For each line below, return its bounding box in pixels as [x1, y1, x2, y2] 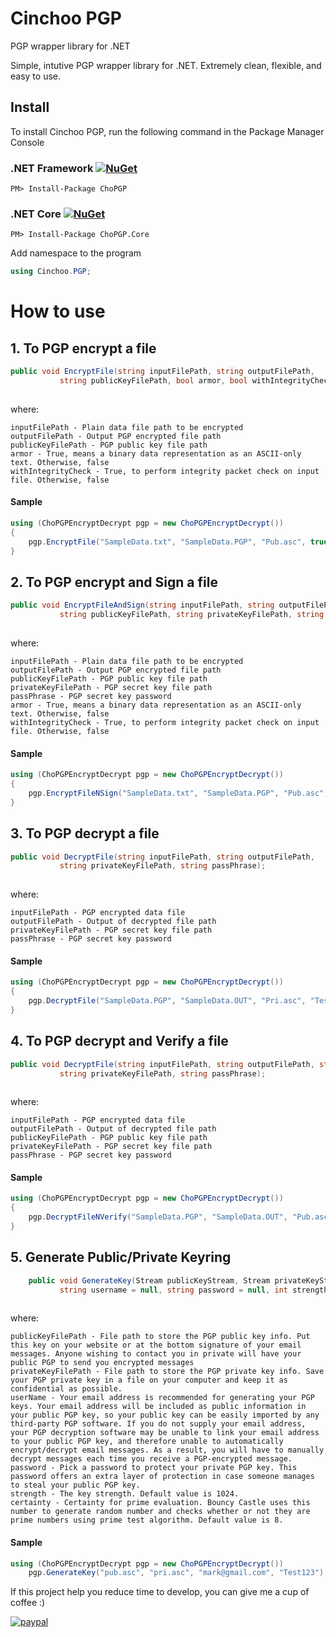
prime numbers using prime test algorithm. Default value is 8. [10, 1515, 284, 1526]
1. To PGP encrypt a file [10, 340, 157, 357]
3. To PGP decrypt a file [10, 825, 160, 842]
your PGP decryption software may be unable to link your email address [10, 1428, 320, 1438]
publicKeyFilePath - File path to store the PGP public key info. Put [10, 1332, 311, 1342]
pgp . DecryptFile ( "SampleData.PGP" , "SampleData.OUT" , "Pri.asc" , [28, 996, 307, 1006]
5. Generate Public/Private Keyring [10, 1249, 232, 1266]
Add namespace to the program [10, 247, 142, 259]
